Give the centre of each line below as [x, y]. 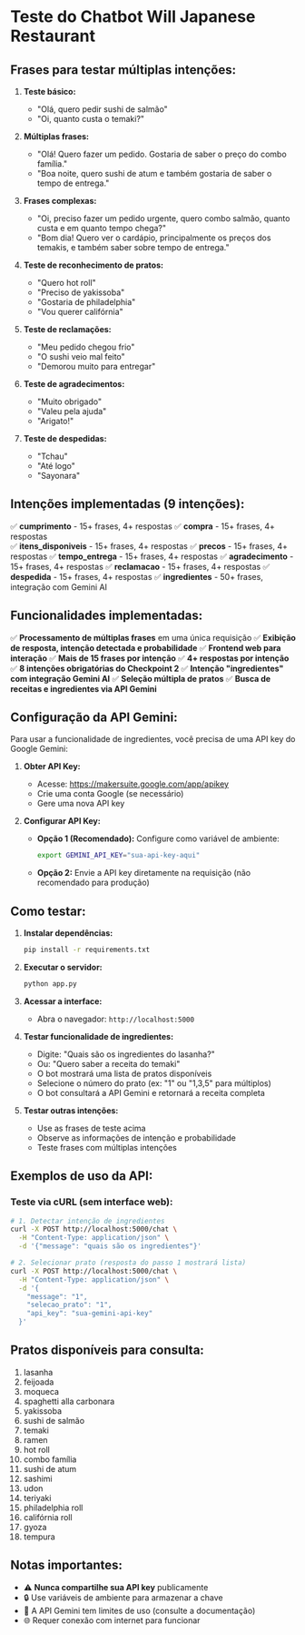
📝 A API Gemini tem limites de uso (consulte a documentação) [139, 1610]
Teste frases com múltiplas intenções [107, 1147]
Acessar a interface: [63, 1001]
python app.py [50, 984]
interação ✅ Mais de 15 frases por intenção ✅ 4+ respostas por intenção [150, 658]
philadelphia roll [53, 1508]
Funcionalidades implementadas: [107, 616]
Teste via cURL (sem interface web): [92, 1202]
